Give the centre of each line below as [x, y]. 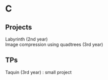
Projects [19, 27]
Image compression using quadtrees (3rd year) [54, 44]
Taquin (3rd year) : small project [39, 72]
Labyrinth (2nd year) [26, 39]
